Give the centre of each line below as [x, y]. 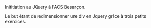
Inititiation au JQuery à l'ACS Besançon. [45, 7]
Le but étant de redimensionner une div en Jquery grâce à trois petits [76, 16]
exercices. [16, 21]
